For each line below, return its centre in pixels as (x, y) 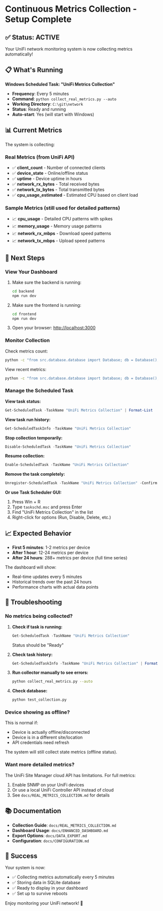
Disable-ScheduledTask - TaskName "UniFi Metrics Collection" (68, 446)
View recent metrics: (26, 369)
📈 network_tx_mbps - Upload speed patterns (58, 241)
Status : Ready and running (39, 109)
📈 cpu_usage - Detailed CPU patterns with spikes (62, 219)
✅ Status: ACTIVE (32, 37)
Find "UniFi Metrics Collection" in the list (52, 512)
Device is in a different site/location (47, 737)
